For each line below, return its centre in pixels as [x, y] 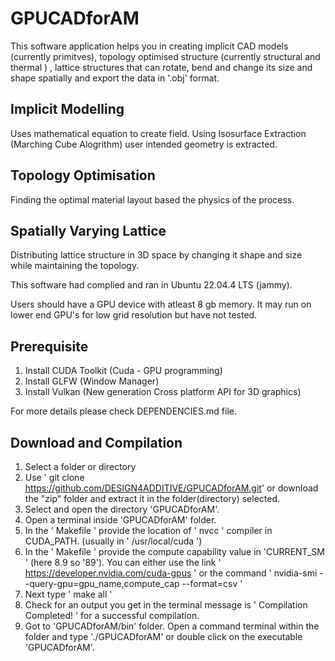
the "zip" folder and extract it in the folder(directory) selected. [152, 498]
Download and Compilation [96, 442]
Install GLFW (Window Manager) [92, 381]
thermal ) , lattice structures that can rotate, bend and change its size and [161, 67]
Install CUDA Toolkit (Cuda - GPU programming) [123, 371]
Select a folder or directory [80, 466]
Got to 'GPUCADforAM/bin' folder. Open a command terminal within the [172, 626]
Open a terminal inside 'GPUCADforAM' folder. [120, 520]
